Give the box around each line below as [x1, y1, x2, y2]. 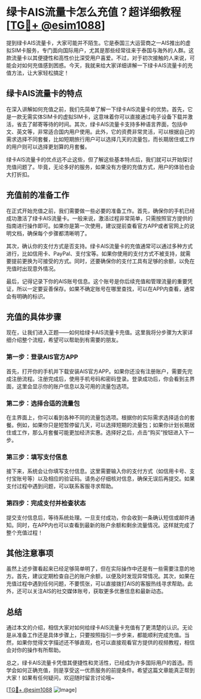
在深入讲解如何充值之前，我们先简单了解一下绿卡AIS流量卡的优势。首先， [6, 106, 188, 113]
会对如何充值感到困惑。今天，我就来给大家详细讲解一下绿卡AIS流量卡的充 [11, 61, 193, 69]
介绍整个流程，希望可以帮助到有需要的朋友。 [11, 337, 121, 344]
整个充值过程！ [6, 529, 43, 536]
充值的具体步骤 [6, 311, 62, 322]
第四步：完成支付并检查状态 [6, 499, 86, 508]
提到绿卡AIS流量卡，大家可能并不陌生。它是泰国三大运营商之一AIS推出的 [6, 39, 185, 46]
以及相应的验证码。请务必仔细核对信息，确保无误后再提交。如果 [37, 475, 195, 482]
